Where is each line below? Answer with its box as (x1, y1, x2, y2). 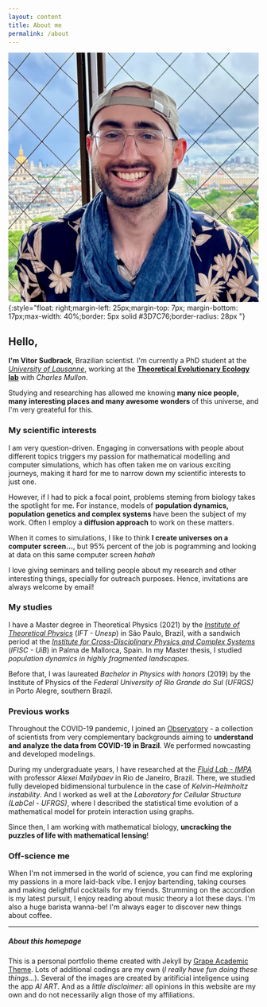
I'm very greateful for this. (8, 405, 94, 415)
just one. (8, 477, 37, 486)
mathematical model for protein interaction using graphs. (8, 807, 195, 816)
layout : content (8, 13, 62, 21)
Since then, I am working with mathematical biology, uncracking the (8, 823, 232, 832)
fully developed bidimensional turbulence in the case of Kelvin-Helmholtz (8, 781, 249, 791)
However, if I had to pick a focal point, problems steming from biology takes (8, 492, 256, 502)
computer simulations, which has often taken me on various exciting (8, 459, 231, 469)
